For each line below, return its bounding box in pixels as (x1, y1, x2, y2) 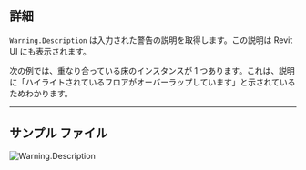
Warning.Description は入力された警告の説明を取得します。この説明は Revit (9, 35, 293, 45)
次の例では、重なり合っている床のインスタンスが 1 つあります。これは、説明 (9, 65, 295, 75)
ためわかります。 (9, 87, 73, 98)
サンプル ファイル (9, 125, 108, 141)
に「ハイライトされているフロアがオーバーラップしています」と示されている (9, 76, 296, 87)
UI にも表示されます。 (9, 45, 91, 56)
